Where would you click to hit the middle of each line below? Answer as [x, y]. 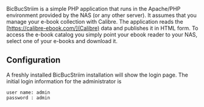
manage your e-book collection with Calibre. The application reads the [95, 22]
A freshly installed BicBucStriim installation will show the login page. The [97, 75]
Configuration [33, 60]
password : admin [28, 98]
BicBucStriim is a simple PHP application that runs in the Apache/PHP [93, 9]
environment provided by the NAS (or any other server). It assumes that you [101, 15]
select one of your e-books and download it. [62, 41]
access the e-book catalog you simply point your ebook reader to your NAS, [102, 35]
